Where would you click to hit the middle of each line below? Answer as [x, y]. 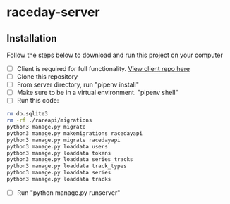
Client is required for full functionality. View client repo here [103, 69]
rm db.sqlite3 [28, 114]
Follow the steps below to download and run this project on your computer [115, 55]
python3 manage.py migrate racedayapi [63, 140]
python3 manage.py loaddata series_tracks [70, 160]
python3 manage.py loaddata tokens [59, 153]
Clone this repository [47, 77]
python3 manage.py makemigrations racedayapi [74, 133]
